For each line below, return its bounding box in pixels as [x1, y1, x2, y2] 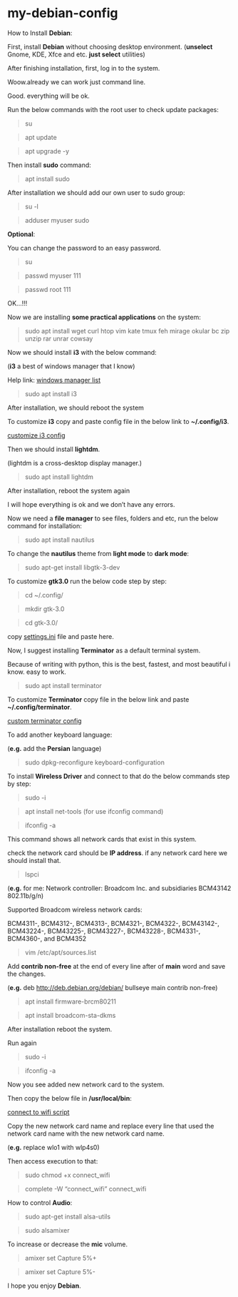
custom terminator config [7, 716, 82, 725]
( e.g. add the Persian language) [7, 744, 102, 752]
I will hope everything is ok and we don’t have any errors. [7, 500, 176, 508]
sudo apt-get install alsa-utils [24, 1212, 111, 1221]
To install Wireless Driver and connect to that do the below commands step [7, 772, 230, 780]
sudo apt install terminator [24, 681, 102, 690]
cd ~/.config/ [24, 590, 63, 599]
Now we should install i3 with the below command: [7, 348, 157, 356]
